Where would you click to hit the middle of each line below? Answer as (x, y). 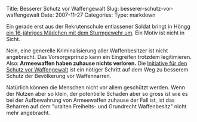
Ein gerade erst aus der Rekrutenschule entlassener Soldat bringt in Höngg (98, 26)
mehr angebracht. (28, 113)
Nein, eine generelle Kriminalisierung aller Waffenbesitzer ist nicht (87, 51)
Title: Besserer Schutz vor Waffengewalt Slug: (63, 9)
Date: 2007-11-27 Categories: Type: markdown (98, 15)
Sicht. (13, 39)
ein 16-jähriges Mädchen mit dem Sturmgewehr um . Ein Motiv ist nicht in (96, 33)
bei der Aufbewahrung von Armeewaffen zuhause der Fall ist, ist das (90, 100)
